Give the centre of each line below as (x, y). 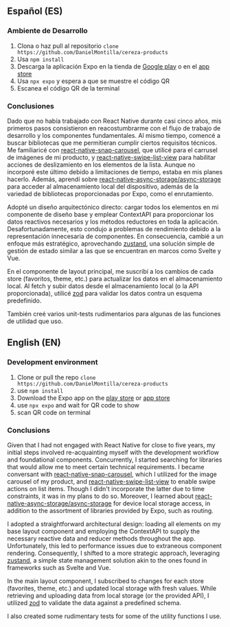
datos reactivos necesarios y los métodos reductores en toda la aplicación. (113, 222)
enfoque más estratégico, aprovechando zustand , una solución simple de (111, 244)
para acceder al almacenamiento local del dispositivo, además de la (103, 186)
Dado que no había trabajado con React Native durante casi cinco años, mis (114, 121)
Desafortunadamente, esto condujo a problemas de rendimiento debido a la (114, 228)
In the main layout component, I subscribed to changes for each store (106, 581)
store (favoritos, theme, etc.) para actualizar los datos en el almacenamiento (115, 279)
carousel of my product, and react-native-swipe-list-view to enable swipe (112, 481)
